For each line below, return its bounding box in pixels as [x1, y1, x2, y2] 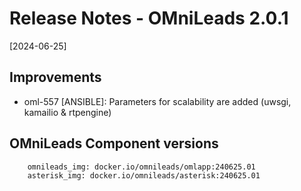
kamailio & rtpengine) [23, 106, 112, 118]
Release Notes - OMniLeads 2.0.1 [9, 7, 289, 30]
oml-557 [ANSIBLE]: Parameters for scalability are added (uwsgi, [23, 95, 292, 107]
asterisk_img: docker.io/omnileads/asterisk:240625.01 [27, 170, 261, 181]
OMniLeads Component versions [9, 135, 219, 152]
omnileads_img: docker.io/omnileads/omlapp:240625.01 [27, 162, 256, 172]
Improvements [9, 69, 102, 86]
